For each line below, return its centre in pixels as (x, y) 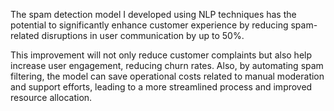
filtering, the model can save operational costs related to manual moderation (167, 76)
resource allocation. (51, 97)
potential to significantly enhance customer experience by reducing (149, 25)
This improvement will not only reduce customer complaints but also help (161, 55)
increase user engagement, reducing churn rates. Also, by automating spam (167, 65)
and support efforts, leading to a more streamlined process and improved (161, 87)
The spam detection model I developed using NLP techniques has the (153, 14)
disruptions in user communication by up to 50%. (143, 35)
